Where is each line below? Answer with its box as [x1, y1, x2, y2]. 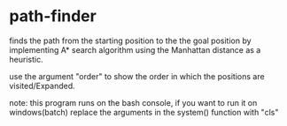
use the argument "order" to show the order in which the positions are [9, 70, 265, 81]
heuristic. [9, 54, 43, 64]
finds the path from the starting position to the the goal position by [9, 35, 252, 46]
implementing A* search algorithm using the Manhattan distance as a [9, 44, 261, 55]
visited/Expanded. [9, 80, 75, 91]
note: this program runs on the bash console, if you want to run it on [9, 97, 258, 107]
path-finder [9, 6, 97, 26]
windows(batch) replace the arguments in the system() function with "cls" [9, 107, 279, 117]
